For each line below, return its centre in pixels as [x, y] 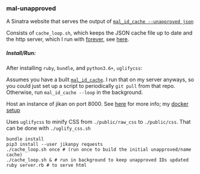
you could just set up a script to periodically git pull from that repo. [91, 86]
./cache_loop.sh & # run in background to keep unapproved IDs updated [97, 160]
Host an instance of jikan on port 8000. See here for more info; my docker [97, 104]
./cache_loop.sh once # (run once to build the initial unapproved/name [99, 150]
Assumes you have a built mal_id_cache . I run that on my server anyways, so [100, 80]
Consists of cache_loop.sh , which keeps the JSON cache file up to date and [99, 33]
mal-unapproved [31, 8]
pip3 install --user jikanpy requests [54, 145]
